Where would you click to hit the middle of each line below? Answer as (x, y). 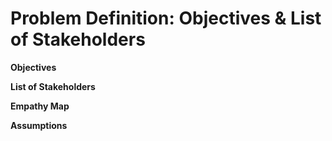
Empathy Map (40, 106)
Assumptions (39, 125)
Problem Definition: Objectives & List (166, 18)
